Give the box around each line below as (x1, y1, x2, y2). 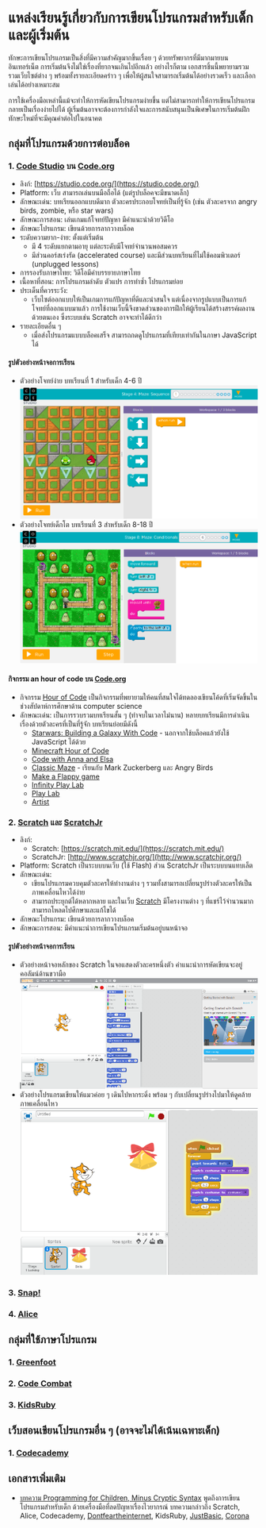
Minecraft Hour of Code (31, 745, 109, 755)
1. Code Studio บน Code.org (8, 160, 115, 171)
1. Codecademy (8, 1448, 69, 1459)
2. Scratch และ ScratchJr (8, 817, 103, 828)
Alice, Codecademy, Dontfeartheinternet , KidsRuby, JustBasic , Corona (19, 1511, 249, 1520)
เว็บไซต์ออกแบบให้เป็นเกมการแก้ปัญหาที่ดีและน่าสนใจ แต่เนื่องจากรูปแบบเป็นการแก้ (31, 294, 247, 304)
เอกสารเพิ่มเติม (8, 1472, 66, 1485)
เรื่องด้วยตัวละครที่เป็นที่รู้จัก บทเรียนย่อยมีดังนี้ (19, 719, 139, 729)
